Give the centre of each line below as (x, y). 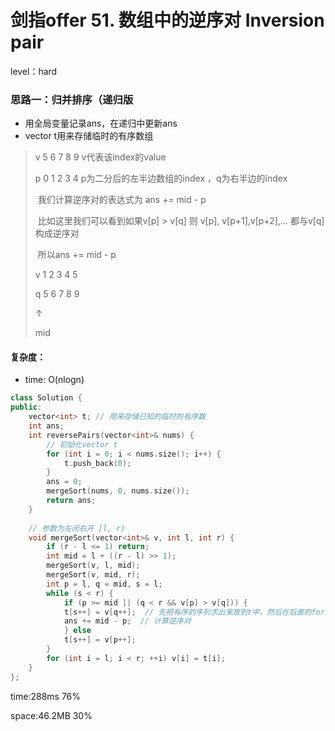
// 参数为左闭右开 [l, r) (77, 528)
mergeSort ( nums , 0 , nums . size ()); (118, 491)
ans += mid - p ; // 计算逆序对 (127, 621)
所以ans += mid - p (77, 255)
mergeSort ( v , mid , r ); (93, 575)
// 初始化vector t (82, 444)
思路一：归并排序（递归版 (72, 99)
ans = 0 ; (64, 482)
